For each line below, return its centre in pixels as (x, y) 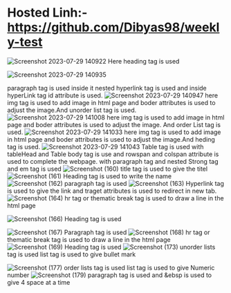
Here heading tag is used (144, 61)
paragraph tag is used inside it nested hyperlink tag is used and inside (107, 88)
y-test (25, 42)
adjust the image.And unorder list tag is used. (72, 110)
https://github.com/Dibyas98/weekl (113, 27)
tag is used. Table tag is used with (105, 146)
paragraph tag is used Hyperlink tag (145, 183)
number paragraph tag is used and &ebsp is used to (110, 275)
